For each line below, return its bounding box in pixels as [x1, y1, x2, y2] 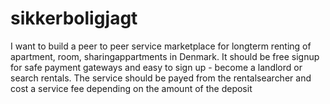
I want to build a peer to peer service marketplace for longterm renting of [10, 40, 312, 52]
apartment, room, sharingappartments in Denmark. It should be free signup [10, 50, 320, 62]
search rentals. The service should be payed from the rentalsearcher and [10, 72, 312, 84]
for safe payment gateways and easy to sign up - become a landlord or [10, 61, 303, 73]
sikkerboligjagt [10, 7, 138, 30]
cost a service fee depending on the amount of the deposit [10, 82, 253, 94]
